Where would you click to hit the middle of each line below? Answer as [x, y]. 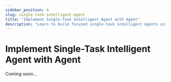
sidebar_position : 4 [27, 10]
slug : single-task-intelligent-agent [45, 15]
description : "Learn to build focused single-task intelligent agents [82, 24]
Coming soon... [21, 74]
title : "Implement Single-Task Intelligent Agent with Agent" [73, 19]
